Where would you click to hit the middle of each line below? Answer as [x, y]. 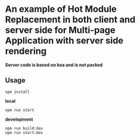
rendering [26, 51]
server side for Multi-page [60, 30]
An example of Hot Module [61, 9]
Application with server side [64, 41]
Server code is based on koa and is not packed [54, 65]
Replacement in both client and [70, 20]
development [19, 119]
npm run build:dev [24, 128]
